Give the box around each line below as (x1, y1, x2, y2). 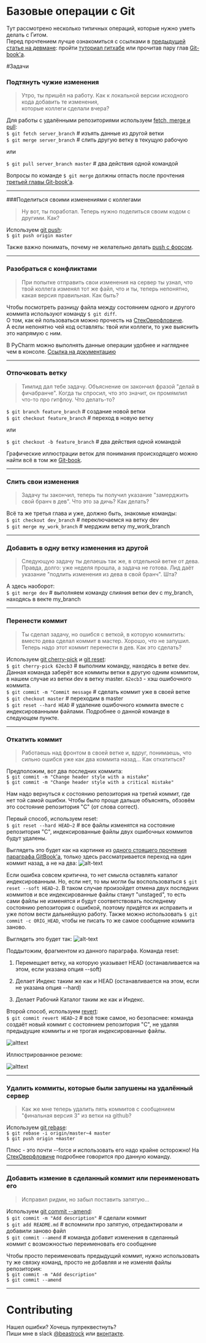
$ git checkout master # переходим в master (6, 694, 124, 702)
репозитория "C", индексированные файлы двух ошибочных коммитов (6, 828, 193, 835)
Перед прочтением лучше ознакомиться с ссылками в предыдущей (6, 37, 186, 45)
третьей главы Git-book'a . (6, 178, 75, 186)
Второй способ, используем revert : (6, 1008, 99, 1015)
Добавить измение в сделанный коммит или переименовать (6, 1174, 200, 1182)
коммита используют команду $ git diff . (6, 310, 117, 317)
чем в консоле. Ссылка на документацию (6, 348, 116, 355)
